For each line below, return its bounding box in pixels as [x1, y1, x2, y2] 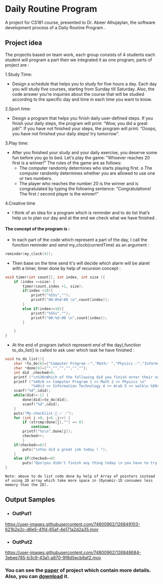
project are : [5, 62, 30, 68]
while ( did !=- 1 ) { [14, 393, 49, 398]
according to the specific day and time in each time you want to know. [12, 96, 152, 102]
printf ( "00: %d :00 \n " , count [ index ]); [31, 315, 108, 320]
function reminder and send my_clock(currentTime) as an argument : [12, 242, 149, 248]
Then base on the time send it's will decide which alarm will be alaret [12, 260, 150, 266]
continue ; [31, 425, 51, 429]
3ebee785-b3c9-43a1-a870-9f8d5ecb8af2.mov [5, 555, 101, 561]
